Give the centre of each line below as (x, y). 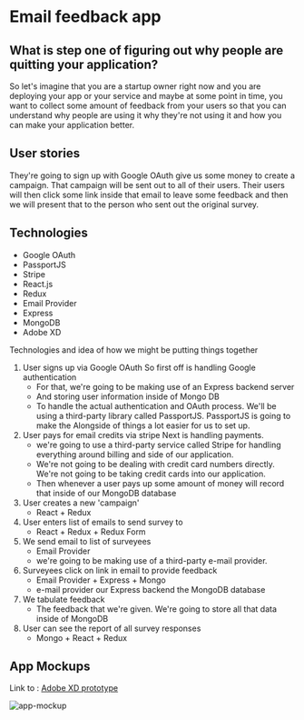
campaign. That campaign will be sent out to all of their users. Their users (147, 185)
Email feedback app (85, 17)
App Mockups (50, 667)
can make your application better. (72, 125)
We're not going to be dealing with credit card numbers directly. (155, 464)
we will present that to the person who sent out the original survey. (134, 204)
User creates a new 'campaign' (81, 503)
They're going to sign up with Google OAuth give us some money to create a (152, 175)
